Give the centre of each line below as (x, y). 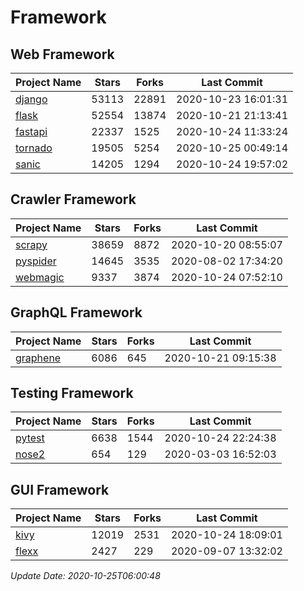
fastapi (31, 131)
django (31, 99)
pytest (30, 438)
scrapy (31, 244)
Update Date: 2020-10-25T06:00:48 (85, 576)
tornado (34, 148)
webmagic (40, 277)
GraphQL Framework (76, 312)
